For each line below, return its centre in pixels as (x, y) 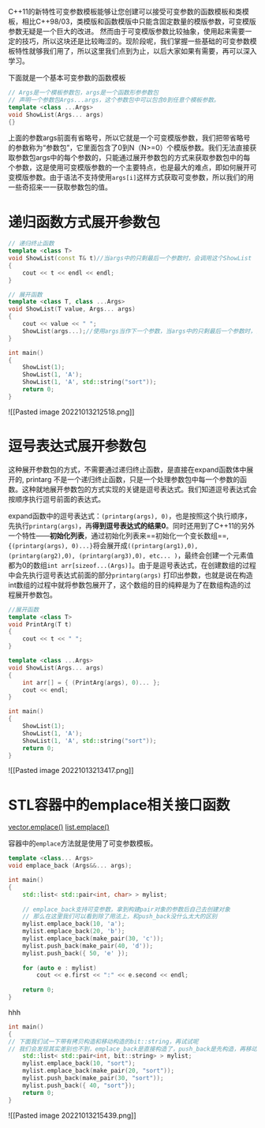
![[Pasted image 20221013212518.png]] (71, 412)
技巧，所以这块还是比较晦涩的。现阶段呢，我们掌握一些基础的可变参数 (136, 41)
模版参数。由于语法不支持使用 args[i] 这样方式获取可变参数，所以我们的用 (134, 177)
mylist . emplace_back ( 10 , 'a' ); (74, 924)
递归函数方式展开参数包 (84, 222)
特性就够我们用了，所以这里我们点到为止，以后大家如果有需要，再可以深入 (136, 51)
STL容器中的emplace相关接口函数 (119, 805)
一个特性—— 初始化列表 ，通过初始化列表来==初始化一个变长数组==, (119, 536)
